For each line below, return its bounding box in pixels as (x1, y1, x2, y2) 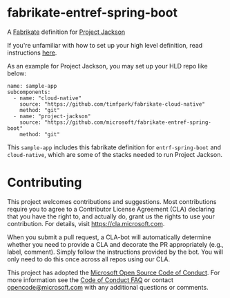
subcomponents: (7, 89, 51, 95)
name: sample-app (7, 82, 57, 89)
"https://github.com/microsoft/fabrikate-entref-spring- (44, 119, 212, 126)
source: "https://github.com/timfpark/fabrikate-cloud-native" (19, 100, 206, 108)
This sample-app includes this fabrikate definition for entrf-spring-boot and (7, 143, 222, 151)
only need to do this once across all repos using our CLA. (7, 254, 171, 263)
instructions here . (7, 48, 57, 57)
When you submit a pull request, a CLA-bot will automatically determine (7, 233, 211, 241)
